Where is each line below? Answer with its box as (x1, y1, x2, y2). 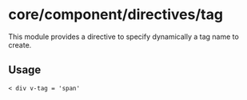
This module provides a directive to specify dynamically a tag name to (8, 32, 240, 41)
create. (8, 40, 32, 49)
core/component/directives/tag (8, 6, 224, 24)
